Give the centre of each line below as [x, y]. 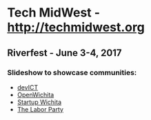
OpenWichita [36, 94]
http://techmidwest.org [76, 27]
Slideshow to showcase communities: [72, 72]
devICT [28, 87]
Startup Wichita [39, 102]
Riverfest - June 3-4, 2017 [64, 53]
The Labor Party [40, 109]
